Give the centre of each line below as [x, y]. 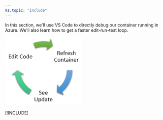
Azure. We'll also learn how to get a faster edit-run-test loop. [67, 30]
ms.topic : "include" [26, 10]
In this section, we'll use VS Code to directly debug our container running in [82, 25]
